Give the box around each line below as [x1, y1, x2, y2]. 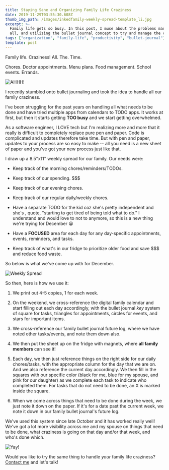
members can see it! [12, 346, 56, 352]
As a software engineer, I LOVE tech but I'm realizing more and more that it [5, 124, 160, 130]
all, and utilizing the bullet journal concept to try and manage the [10, 31, 161, 36]
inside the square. [12, 388, 50, 394]
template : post [5, 40, 37, 45]
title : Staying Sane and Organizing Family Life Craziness [5, 7, 132, 13]
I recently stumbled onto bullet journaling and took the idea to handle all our [5, 89, 162, 95]
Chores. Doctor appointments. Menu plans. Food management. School [5, 64, 151, 70]
